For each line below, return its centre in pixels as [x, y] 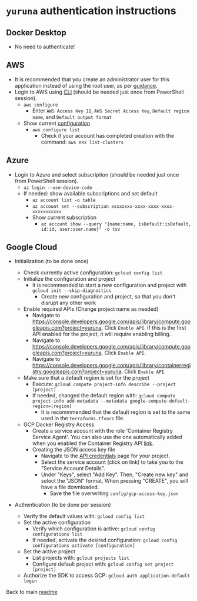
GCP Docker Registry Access [59, 424]
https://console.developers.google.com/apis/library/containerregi [111, 366]
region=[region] [52, 406]
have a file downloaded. [70, 487]
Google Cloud [32, 248]
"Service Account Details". [73, 469]
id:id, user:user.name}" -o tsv [81, 229]
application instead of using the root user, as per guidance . [86, 85]
